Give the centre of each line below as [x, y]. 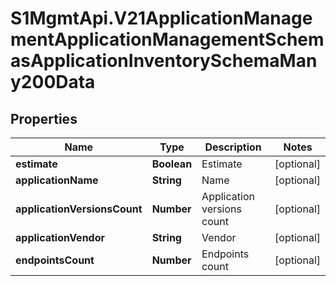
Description [233, 147]
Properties [44, 118]
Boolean [172, 164]
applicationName [57, 180]
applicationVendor [60, 237]
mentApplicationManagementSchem [167, 39]
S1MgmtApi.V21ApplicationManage [161, 18]
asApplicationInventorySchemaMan [164, 61]
